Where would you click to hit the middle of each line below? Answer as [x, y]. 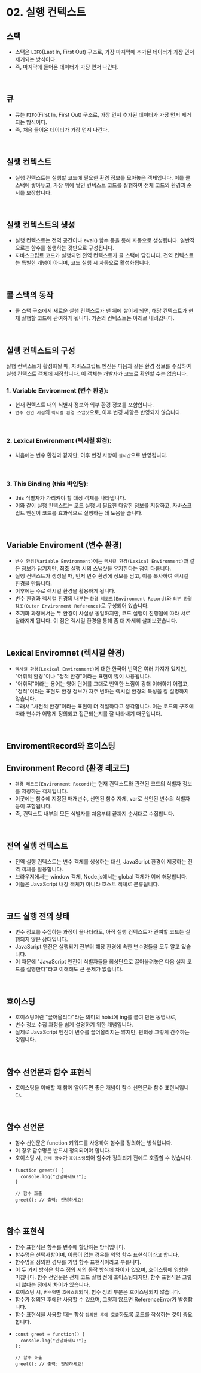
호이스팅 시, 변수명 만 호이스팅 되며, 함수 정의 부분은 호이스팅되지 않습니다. [98, 1291]
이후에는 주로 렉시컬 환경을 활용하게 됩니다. [65, 590]
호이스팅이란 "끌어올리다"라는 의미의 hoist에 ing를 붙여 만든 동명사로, [96, 1017]
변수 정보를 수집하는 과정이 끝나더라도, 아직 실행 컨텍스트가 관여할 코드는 [99, 932]
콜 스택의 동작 [30, 295]
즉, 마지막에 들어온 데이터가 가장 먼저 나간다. [67, 67]
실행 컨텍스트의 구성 [41, 350]
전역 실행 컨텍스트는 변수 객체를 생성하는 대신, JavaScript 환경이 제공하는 [100, 861]
